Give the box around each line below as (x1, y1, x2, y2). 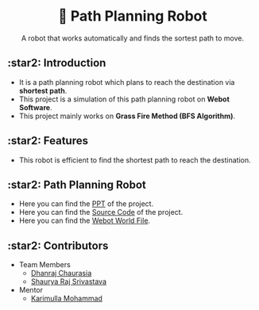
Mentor (18, 285, 43, 295)
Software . (18, 102, 52, 112)
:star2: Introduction (7, 56, 106, 70)
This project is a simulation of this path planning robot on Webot (18, 94, 230, 104)
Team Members (18, 260, 71, 270)
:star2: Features (7, 134, 89, 147)
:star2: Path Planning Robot (7, 178, 146, 191)
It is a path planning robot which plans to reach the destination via (18, 77, 235, 86)
